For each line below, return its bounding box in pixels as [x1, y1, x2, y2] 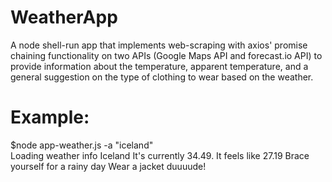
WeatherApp [10, 6, 118, 29]
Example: [10, 106, 90, 129]
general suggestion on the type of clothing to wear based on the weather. [10, 71, 314, 83]
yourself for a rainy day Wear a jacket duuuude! [10, 160, 207, 172]
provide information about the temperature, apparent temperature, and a [10, 60, 309, 72]
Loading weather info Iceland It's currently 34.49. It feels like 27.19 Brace [10, 149, 310, 161]
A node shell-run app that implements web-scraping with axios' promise [10, 39, 308, 51]
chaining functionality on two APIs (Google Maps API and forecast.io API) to [10, 49, 323, 61]
